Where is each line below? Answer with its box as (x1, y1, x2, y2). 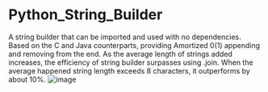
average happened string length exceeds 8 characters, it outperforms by (8, 66, 250, 75)
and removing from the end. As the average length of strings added (8, 49, 232, 58)
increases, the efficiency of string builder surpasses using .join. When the (8, 58, 253, 67)
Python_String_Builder (8, 6, 163, 24)
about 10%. (8, 74, 46, 84)
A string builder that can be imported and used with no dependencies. (8, 32, 242, 42)
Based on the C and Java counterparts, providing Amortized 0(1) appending (8, 40, 261, 50)
